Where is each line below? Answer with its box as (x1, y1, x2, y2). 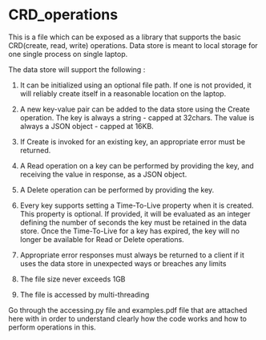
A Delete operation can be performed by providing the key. (19, 184, 215, 194)
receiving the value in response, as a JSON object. (19, 169, 187, 179)
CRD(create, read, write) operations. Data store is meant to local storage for (8, 40, 258, 50)
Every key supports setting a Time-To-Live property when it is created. (19, 200, 254, 210)
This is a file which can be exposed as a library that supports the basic (8, 32, 242, 42)
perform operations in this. (8, 322, 96, 332)
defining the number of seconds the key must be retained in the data (19, 217, 247, 227)
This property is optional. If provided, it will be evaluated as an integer (19, 208, 251, 218)
